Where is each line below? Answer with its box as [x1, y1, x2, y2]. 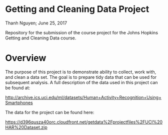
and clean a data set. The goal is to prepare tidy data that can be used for [5, 74, 157, 80]
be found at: [5, 85, 30, 91]
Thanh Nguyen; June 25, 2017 [5, 20, 67, 26]
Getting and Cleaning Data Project [5, 3, 149, 15]
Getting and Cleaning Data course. [5, 35, 76, 41]
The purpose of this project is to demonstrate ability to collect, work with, [5, 69, 156, 75]
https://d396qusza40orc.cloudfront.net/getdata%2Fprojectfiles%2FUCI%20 [5, 119, 163, 125]
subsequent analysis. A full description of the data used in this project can [5, 79, 158, 85]
